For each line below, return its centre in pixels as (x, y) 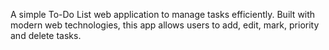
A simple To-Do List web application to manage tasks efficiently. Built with (163, 14)
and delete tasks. (46, 35)
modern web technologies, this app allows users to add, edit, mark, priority (165, 25)
